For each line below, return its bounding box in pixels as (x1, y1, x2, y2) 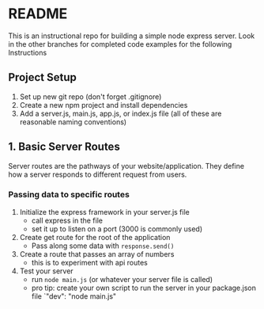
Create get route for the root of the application (19, 232, 171, 242)
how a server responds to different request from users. (8, 170, 187, 179)
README (8, 5, 68, 23)
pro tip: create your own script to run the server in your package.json (31, 283, 257, 292)
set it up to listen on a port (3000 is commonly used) (31, 223, 203, 234)
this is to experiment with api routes (31, 257, 149, 267)
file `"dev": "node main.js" (31, 291, 117, 301)
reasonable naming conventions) (19, 116, 127, 127)
